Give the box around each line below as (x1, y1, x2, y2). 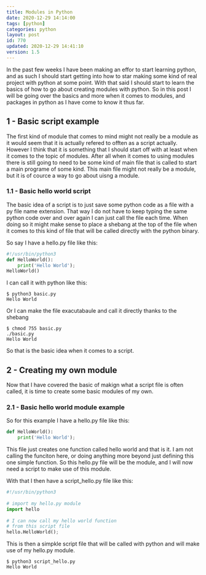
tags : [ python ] (6, 20, 46, 26)
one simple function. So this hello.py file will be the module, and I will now (6, 459, 193, 466)
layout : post (6, 32, 40, 38)
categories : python (6, 26, 57, 33)
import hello (6, 506, 40, 512)
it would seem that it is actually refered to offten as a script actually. (6, 139, 178, 146)
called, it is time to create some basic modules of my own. (6, 388, 154, 395)
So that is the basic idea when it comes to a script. (6, 347, 134, 354)
